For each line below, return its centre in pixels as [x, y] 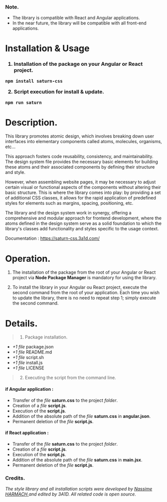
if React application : [27, 433]
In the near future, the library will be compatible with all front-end [79, 23]
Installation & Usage [47, 49]
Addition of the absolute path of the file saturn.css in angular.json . [82, 416]
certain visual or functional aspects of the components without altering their [83, 187]
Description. [31, 122]
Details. [21, 323]
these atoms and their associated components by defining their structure [80, 167]
